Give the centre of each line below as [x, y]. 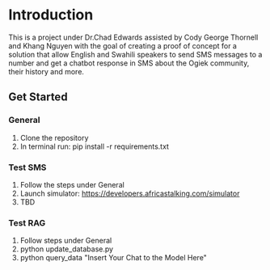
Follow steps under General [66, 241]
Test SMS [27, 167]
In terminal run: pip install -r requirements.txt [95, 146]
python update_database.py [67, 249]
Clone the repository [54, 137]
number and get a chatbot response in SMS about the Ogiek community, [129, 63]
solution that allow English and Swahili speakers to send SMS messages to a [135, 54]
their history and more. [46, 71]
